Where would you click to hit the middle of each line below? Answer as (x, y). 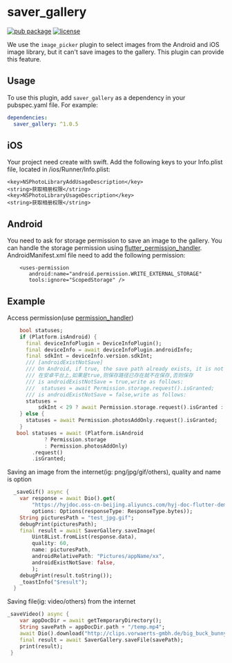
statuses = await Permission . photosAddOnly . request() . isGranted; (121, 421)
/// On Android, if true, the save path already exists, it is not (125, 369)
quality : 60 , (51, 544)
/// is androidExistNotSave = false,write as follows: (106, 394)
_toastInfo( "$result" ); (54, 582)
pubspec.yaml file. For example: (53, 105)
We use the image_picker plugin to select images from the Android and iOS (113, 44)
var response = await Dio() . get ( (68, 499)
